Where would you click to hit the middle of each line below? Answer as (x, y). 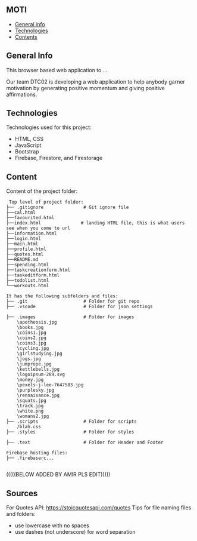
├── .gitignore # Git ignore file (68, 208)
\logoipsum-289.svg (41, 375)
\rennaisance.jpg (38, 396)
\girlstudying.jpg (40, 354)
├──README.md (22, 260)
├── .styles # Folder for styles (70, 432)
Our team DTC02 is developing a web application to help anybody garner (96, 82)
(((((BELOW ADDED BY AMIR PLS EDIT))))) (58, 475)
